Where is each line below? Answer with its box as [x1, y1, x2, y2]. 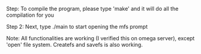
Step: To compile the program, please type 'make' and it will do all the [6, 5, 179, 12]
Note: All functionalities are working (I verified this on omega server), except [6, 35, 195, 41]
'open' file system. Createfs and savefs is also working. [6, 41, 143, 48]
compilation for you [6, 11, 55, 19]
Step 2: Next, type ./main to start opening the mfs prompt [6, 23, 148, 30]
